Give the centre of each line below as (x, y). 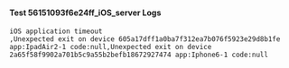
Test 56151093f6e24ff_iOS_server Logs (85, 13)
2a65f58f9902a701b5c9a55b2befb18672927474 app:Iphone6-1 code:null (139, 55)
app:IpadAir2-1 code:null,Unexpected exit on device (111, 47)
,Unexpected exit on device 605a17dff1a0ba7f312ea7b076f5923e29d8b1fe (145, 39)
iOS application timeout (56, 31)
